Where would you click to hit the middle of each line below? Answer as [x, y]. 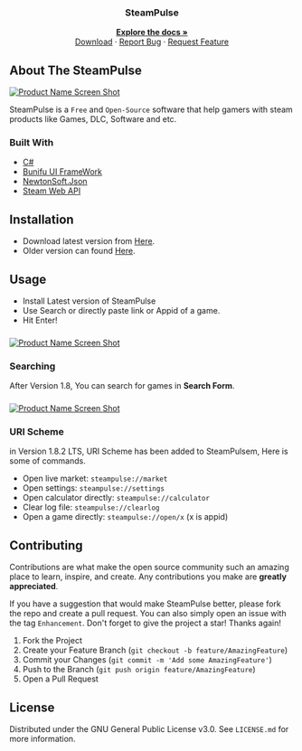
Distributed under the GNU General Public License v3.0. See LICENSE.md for [149, 729]
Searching [33, 366]
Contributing [46, 545]
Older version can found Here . [79, 251]
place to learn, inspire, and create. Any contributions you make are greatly [148, 577]
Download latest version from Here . [89, 241]
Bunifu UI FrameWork [62, 172]
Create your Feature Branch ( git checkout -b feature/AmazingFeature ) [155, 650]
